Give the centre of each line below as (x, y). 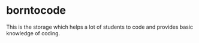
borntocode (36, 10)
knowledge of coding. (33, 33)
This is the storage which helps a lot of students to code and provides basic (100, 27)
